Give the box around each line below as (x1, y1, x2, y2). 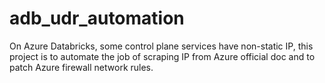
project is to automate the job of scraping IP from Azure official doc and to (9, 50, 316, 62)
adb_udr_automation (9, 7, 185, 30)
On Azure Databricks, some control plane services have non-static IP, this (9, 40, 314, 52)
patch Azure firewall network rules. (9, 61, 154, 73)
